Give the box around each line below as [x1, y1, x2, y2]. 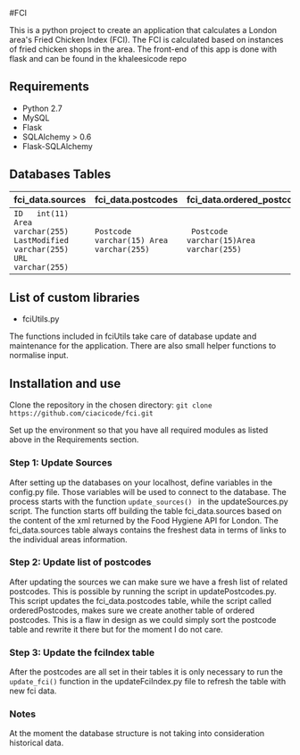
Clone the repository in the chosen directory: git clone [9, 399, 212, 410]
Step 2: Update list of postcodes [9, 556, 152, 568]
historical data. [9, 737, 64, 749]
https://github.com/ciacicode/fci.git [9, 409, 154, 418]
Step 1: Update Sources [9, 457, 113, 469]
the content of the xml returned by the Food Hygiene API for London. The [9, 515, 279, 525]
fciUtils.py [21, 314, 60, 324]
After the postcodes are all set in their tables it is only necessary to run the [9, 667, 283, 677]
